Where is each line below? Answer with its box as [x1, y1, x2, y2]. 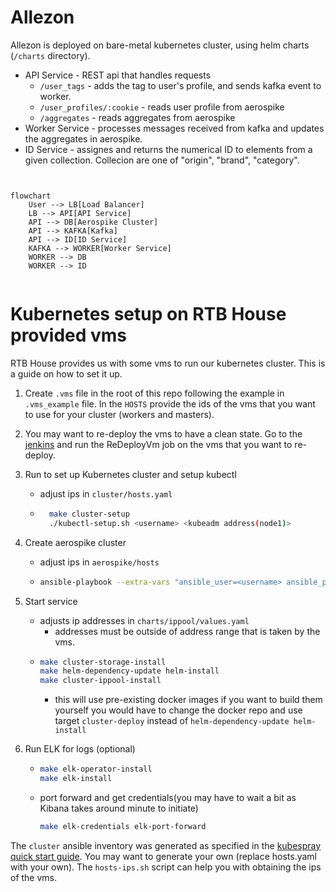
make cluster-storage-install [39, 657, 167, 667]
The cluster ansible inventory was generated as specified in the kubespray [10, 839, 322, 851]
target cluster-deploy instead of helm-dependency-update [54, 715, 290, 727]
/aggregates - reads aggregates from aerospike [39, 111, 236, 123]
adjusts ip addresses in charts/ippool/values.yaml [39, 614, 250, 626]
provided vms [10, 324, 128, 347]
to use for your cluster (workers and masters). [24, 408, 215, 420]
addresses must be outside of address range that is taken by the [54, 625, 321, 637]
